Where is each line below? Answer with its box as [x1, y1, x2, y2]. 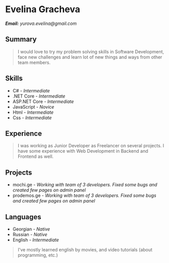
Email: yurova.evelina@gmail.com [5, 20, 77, 26]
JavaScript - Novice [12, 104, 55, 110]
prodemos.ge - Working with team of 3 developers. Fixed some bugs [12, 192, 157, 199]
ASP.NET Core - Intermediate [12, 98, 74, 105]
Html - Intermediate [12, 109, 54, 115]
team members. [17, 59, 51, 65]
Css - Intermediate [12, 114, 52, 120]
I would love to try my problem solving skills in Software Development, [17, 48, 164, 54]
